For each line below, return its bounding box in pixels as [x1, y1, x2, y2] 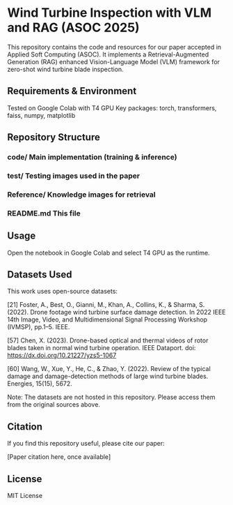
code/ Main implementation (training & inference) [7, 152, 177, 162]
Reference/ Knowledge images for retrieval [7, 190, 156, 199]
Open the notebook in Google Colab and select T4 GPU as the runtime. [7, 248, 210, 257]
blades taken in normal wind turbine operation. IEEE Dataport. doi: [7, 344, 196, 352]
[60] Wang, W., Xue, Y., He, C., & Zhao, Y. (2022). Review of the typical [7, 365, 211, 373]
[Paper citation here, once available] [7, 453, 111, 461]
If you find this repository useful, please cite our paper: [7, 439, 165, 448]
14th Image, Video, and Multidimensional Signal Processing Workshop [7, 315, 207, 324]
